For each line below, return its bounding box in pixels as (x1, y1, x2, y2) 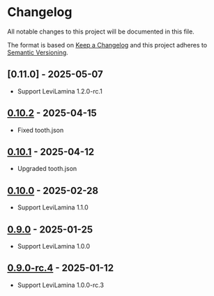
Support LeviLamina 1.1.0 (17, 203, 89, 212)
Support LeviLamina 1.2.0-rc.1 (17, 87, 102, 95)
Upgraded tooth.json (17, 165, 77, 173)
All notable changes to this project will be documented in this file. (7, 27, 195, 36)
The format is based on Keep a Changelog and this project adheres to (7, 40, 208, 49)
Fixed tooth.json (17, 126, 64, 134)
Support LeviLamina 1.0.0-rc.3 (17, 281, 105, 289)
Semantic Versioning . (7, 48, 68, 57)
